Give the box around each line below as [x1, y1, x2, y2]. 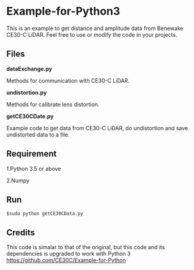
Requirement [6, 149, 57, 159]
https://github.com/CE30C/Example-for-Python [6, 257, 126, 264]
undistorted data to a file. [6, 130, 70, 138]
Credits [6, 227, 35, 238]
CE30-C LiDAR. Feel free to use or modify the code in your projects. [6, 31, 177, 38]
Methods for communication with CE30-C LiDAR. [6, 77, 130, 84]
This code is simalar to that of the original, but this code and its [6, 244, 165, 251]
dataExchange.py [6, 65, 53, 72]
